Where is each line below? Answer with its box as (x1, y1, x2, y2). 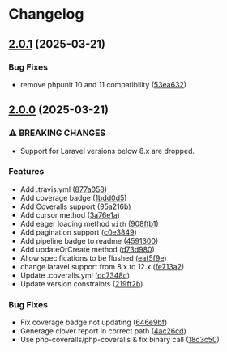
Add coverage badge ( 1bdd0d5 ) (19, 193, 127, 202)
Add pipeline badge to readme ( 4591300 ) (19, 235, 159, 245)
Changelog (8, 5, 84, 23)
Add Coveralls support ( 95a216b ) (19, 201, 131, 211)
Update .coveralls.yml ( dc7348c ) (19, 270, 130, 280)
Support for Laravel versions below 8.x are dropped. (19, 146, 195, 155)
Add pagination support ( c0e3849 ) (19, 227, 138, 237)
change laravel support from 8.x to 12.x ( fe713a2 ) (19, 261, 185, 271)
